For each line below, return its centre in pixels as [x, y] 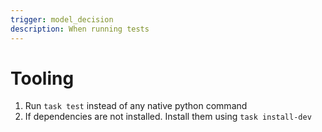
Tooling [42, 78]
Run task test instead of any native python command [136, 106]
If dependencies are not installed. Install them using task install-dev [168, 117]
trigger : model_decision [62, 19]
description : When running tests [80, 29]
